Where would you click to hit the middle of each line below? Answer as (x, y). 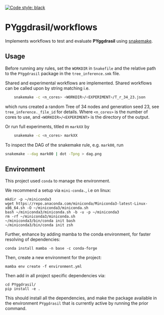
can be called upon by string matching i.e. (47, 88)
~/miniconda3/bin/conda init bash (40, 221)
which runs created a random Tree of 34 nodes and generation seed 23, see (82, 106)
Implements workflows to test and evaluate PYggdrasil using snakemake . (79, 41)
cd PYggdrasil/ (21, 285)
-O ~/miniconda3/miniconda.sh (58, 208)
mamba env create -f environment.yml (44, 267)
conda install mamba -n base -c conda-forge (51, 249)
